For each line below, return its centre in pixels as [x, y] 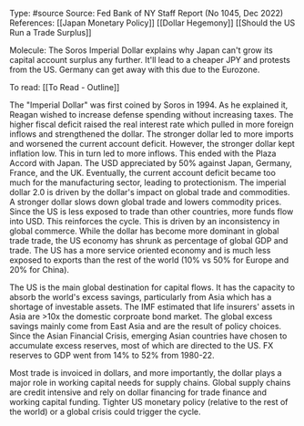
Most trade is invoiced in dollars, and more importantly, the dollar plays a [146, 373]
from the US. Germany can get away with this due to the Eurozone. [135, 69]
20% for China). [40, 270]
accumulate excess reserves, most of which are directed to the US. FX [142, 345]
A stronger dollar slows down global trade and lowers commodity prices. [146, 202]
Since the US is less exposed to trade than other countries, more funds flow [152, 212]
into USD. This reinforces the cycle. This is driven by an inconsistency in [145, 221]
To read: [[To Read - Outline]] [65, 87]
